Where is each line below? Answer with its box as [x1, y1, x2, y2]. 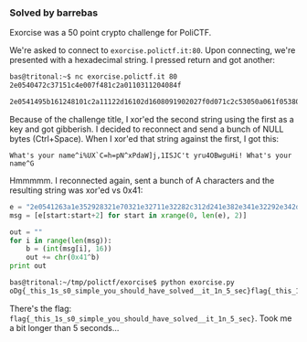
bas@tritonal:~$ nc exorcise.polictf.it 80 [9, 72, 178, 81]
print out [9, 262, 48, 271]
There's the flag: [9, 303, 72, 314]
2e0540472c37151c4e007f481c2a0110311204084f [9, 80, 182, 91]
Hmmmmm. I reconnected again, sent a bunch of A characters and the [9, 175, 275, 186]
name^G [9, 158, 35, 168]
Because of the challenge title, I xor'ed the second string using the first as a [9, 113, 294, 124]
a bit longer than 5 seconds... [9, 322, 120, 333]
